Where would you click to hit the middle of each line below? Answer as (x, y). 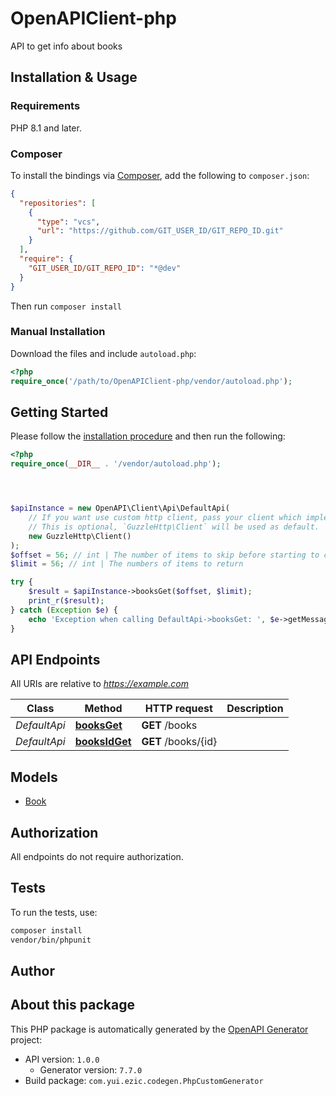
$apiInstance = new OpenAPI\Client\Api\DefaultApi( (120, 508)
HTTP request (178, 709)
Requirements (45, 106)
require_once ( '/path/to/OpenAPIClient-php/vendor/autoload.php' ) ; (151, 381)
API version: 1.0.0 (62, 1059)
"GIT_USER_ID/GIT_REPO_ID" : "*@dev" (105, 268)
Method (103, 709)
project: (26, 1039)
